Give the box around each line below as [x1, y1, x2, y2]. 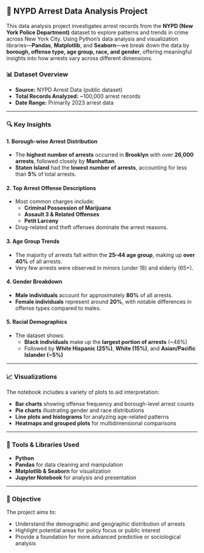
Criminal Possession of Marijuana [24, 204, 111, 211]
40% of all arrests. [15, 258, 63, 265]
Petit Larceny [24, 217, 59, 225]
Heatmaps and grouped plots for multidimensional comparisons [15, 420, 177, 427]
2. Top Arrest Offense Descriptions [6, 184, 97, 191]
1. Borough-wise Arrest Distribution [6, 137, 98, 145]
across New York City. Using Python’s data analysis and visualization [6, 35, 178, 43]
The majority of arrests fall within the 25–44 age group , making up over [15, 251, 195, 258]
